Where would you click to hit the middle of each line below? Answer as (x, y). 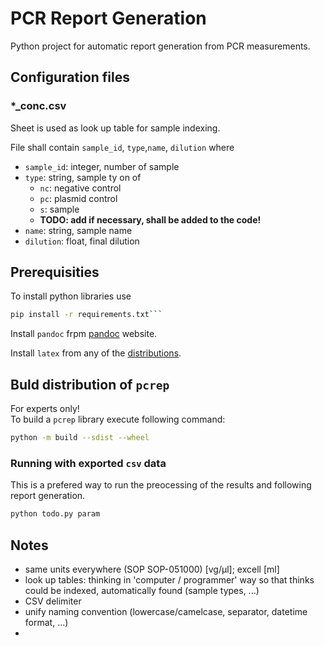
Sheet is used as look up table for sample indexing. (115, 128)
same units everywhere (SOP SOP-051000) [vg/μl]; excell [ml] (152, 569)
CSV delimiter (53, 601)
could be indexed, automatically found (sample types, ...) (142, 590)
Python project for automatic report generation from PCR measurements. (160, 46)
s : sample (59, 209)
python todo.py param (55, 514)
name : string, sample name (78, 230)
